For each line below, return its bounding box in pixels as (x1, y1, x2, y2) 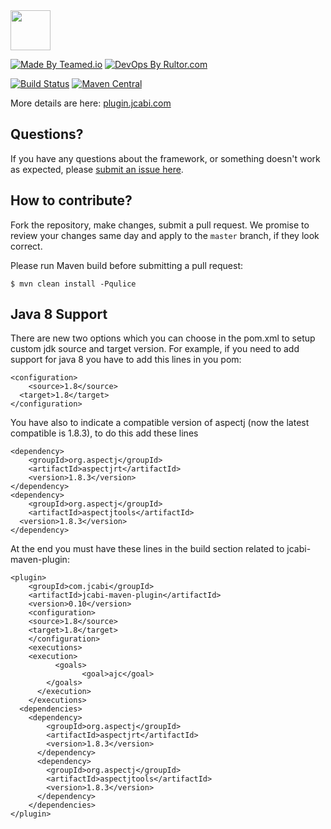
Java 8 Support (10, 306, 108, 323)
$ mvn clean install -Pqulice (10, 279, 137, 289)
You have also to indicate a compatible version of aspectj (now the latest (10, 417, 310, 429)
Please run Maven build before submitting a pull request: (10, 259, 244, 271)
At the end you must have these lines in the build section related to (10, 543, 285, 555)
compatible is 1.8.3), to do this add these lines (10, 427, 199, 439)
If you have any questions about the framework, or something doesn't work (10, 152, 321, 164)
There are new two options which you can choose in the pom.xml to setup (10, 332, 316, 344)
